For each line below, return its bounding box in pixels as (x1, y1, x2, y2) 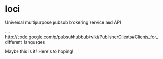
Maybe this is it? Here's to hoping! (5, 48, 73, 54)
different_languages (5, 39, 45, 44)
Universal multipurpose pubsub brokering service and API (5, 19, 121, 25)
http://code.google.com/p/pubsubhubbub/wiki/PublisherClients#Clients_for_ (5, 34, 158, 40)
